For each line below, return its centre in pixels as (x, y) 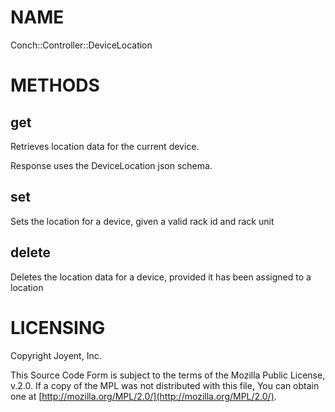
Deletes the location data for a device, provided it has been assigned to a (161, 277)
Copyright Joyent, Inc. (56, 355)
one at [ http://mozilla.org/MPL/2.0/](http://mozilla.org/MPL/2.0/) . (143, 396)
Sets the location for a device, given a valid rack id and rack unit (142, 221)
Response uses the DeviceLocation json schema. (111, 165)
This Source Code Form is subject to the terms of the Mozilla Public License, (168, 375)
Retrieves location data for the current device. (105, 146)
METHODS (55, 85)
